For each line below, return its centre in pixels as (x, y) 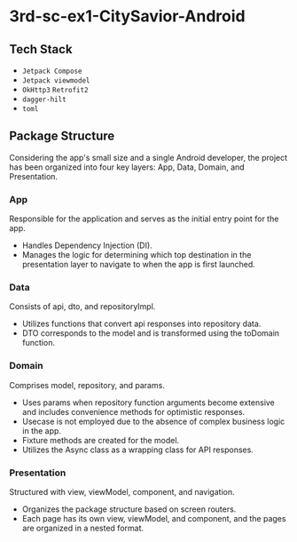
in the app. (42, 430)
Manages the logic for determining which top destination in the (137, 255)
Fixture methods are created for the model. (101, 440)
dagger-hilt (44, 100)
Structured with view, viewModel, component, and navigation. (122, 492)
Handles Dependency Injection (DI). (87, 245)
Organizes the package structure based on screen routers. (129, 509)
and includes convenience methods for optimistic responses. (133, 411)
